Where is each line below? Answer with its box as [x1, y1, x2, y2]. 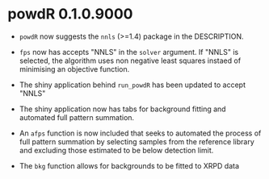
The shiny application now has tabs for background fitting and [19, 104, 227, 114]
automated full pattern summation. [19, 112, 135, 122]
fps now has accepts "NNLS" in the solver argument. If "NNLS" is [19, 47, 239, 56]
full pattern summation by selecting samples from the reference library [19, 136, 255, 146]
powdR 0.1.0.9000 [7, 5, 133, 23]
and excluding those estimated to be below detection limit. [19, 145, 214, 155]
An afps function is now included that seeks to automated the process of [19, 128, 262, 138]
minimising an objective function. [19, 64, 130, 73]
